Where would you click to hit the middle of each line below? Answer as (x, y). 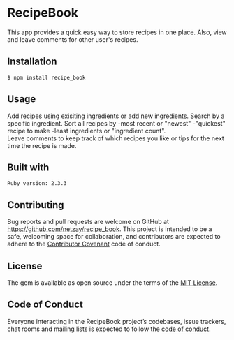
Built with (28, 167)
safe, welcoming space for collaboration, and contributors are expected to (114, 237)
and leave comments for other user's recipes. (73, 39)
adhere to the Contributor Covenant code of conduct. (84, 244)
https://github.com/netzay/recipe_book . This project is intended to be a (110, 229)
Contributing (36, 205)
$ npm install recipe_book (46, 77)
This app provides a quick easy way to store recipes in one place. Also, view (117, 32)
